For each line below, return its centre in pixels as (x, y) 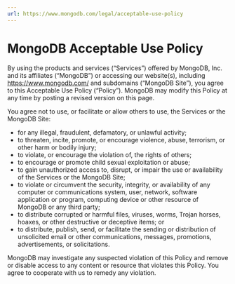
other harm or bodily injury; (57, 147)
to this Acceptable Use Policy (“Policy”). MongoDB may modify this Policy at (117, 90)
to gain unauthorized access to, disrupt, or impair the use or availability (120, 170)
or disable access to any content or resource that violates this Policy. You (113, 265)
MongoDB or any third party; (59, 207)
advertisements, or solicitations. (63, 244)
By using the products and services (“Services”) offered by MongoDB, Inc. (115, 68)
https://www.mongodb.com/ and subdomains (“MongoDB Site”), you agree (116, 83)
